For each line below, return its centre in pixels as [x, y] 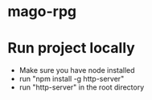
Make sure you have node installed [77, 70]
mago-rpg [42, 12]
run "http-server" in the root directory [82, 87]
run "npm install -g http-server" [72, 79]
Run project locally [72, 48]
